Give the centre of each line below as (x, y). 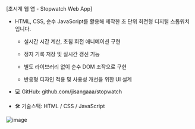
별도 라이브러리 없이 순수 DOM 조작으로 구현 (75, 67)
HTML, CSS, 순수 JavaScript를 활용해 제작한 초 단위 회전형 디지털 (92, 21)
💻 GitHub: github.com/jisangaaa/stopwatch (68, 92)
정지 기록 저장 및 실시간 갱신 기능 (62, 54)
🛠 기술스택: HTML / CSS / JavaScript (60, 106)
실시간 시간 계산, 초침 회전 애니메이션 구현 (72, 41)
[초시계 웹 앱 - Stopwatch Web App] (49, 9)
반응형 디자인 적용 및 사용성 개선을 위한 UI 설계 (78, 79)
